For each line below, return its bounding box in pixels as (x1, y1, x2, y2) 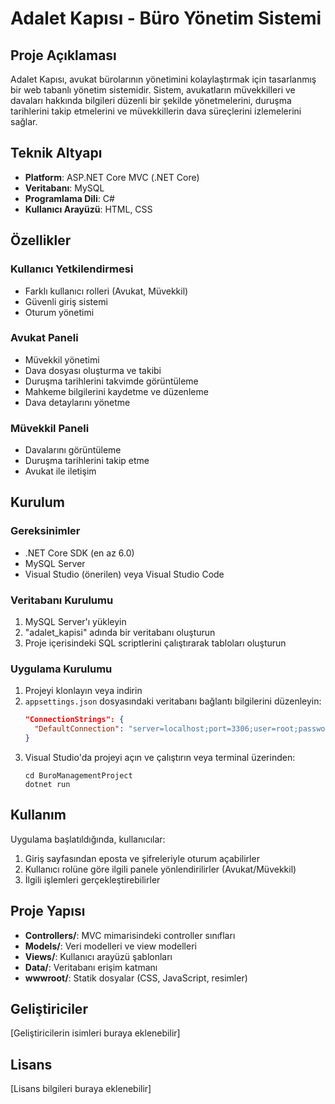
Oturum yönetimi (24, 306, 95, 318)
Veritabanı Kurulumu (10, 593, 114, 607)
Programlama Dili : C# (24, 192, 115, 204)
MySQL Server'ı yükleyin (24, 616, 127, 628)
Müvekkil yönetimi (24, 353, 100, 366)
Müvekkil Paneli (10, 421, 90, 435)
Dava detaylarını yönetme (24, 396, 131, 408)
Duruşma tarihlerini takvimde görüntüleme (24, 375, 199, 387)
